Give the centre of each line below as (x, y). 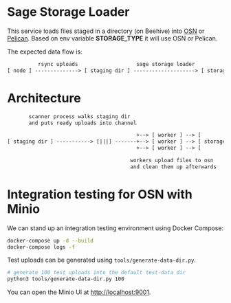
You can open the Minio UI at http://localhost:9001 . (79, 292)
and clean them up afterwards (173, 167)
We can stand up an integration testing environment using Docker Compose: (115, 228)
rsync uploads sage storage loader (116, 64)
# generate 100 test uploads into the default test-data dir (97, 273)
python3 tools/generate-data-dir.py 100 (66, 279)
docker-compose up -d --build (51, 240)
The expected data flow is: (45, 52)
